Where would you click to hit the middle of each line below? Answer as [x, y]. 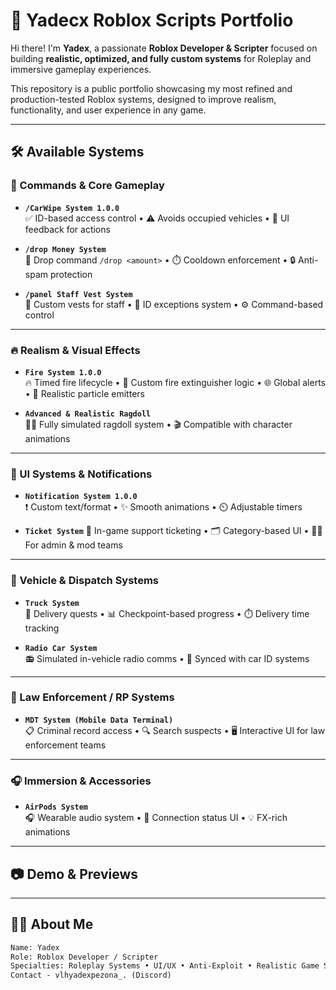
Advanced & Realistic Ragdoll [88, 414]
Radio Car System [61, 648]
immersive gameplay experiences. [81, 69]
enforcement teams [65, 745]
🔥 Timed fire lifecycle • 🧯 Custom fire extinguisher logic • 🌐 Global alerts [175, 382]
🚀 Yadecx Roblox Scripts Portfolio [152, 20]
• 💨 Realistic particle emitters [84, 393]
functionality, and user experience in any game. [108, 110]
